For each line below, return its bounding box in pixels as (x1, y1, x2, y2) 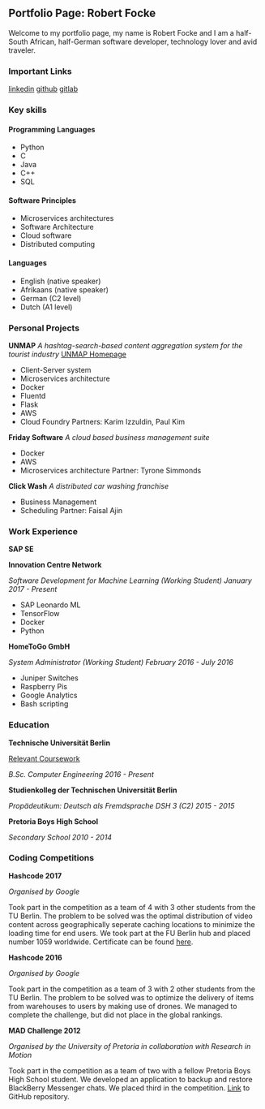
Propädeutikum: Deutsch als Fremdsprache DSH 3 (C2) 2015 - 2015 (8, 800, 235, 810)
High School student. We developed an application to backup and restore (8, 1074, 253, 1084)
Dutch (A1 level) (19, 302, 73, 312)
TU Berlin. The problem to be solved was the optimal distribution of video (8, 911, 253, 921)
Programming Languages (8, 124, 96, 134)
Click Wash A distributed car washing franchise (8, 481, 169, 490)
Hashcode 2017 (8, 870, 62, 880)
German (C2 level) (19, 293, 82, 303)
